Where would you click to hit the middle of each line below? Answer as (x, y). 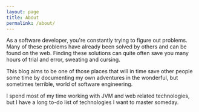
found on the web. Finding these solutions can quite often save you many (98, 53)
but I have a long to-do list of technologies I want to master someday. (93, 102)
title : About (23, 18)
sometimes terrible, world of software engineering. (70, 84)
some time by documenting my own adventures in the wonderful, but (92, 78)
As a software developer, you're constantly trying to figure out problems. (97, 41)
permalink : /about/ (31, 23)
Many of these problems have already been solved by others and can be (96, 47)
